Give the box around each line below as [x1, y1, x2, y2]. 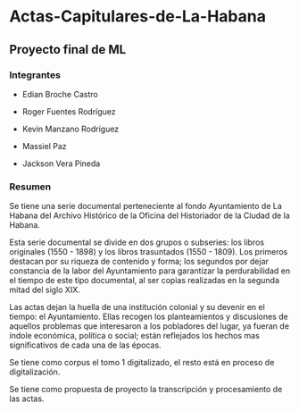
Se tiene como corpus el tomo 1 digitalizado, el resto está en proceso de [9, 357, 275, 368]
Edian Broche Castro [21, 88, 98, 99]
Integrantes [9, 69, 61, 81]
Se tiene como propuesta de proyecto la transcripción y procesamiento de [9, 384, 283, 395]
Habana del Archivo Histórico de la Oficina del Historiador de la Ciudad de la [9, 210, 290, 221]
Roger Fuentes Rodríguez [21, 105, 116, 117]
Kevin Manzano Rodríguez [21, 123, 120, 134]
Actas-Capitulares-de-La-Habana [9, 6, 266, 27]
